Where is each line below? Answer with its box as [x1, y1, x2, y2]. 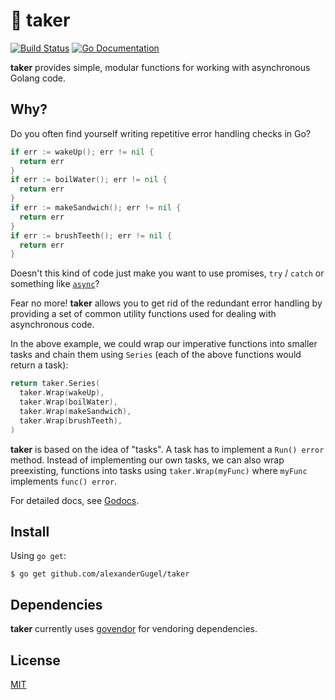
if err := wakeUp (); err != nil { [10, 147, 155, 157]
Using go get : [10, 550, 67, 562]
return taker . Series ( [10, 379, 101, 389]
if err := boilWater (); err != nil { [10, 175, 168, 185]
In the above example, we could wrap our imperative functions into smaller [10, 338, 318, 350]
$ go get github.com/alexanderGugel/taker [10, 569, 190, 579]
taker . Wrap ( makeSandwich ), [19, 406, 132, 416]
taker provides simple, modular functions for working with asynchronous [10, 61, 311, 73]
